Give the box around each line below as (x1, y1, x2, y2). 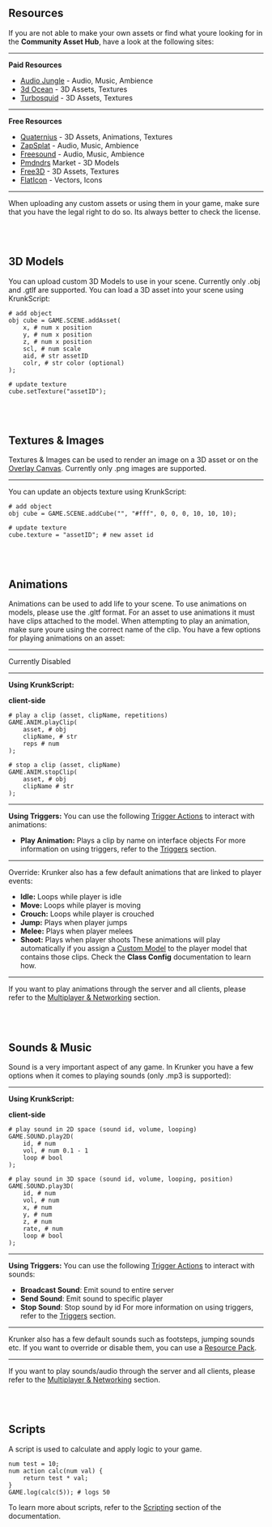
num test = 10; (8, 1460, 60, 1468)
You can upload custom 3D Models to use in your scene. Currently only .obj (8, 276, 261, 286)
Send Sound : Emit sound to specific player (19, 1293, 164, 1304)
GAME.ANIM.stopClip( (8, 768, 79, 777)
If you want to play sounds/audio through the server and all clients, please (8, 1366, 256, 1376)
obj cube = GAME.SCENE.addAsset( (8, 316, 121, 324)
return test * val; (23, 1473, 89, 1482)
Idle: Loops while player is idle (19, 892, 122, 902)
